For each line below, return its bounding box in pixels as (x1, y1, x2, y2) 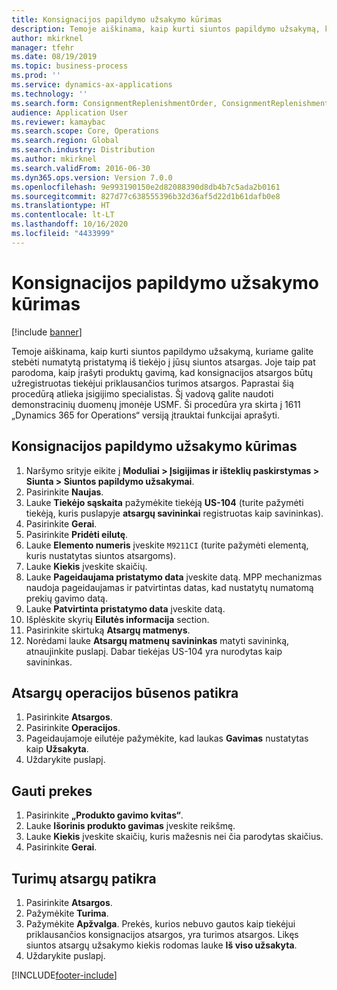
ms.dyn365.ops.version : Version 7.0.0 (11, 172, 173, 183)
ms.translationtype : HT (11, 201, 111, 211)
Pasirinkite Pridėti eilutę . (25, 528, 129, 540)
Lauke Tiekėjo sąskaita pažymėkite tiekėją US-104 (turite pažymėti (25, 496, 304, 508)
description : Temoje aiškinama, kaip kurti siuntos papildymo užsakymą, (11, 24, 321, 34)
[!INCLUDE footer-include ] (11, 969, 118, 981)
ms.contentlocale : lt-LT (11, 210, 115, 220)
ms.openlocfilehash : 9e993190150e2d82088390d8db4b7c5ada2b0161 (11, 182, 281, 192)
